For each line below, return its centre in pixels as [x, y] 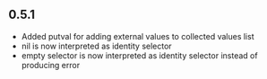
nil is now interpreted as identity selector [96, 46]
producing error [51, 65]
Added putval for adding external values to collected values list [138, 36]
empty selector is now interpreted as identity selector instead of [139, 55]
